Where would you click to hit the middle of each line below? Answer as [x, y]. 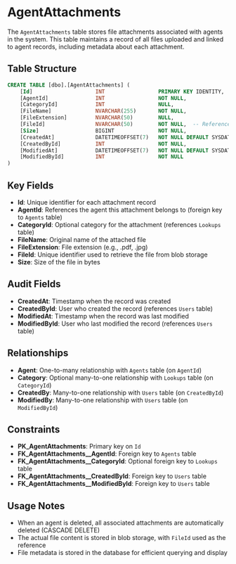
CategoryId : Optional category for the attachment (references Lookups [119, 224]
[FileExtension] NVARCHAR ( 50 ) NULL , [97, 118]
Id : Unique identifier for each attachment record [87, 202]
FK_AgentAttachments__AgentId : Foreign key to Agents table [107, 454]
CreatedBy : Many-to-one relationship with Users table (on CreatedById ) [120, 392]
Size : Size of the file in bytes [59, 262]
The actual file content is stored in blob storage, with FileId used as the [122, 538]
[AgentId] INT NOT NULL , [104, 98]
